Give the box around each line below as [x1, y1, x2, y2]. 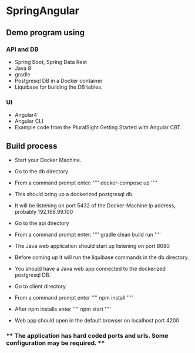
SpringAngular [6, 4, 79, 18]
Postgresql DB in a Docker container [14, 77, 103, 84]
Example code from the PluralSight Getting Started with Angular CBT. [14, 124, 182, 131]
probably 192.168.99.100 [14, 208, 73, 215]
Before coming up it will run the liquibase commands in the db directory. [14, 254, 189, 261]
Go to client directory [14, 283, 66, 290]
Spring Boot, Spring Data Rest [14, 58, 87, 65]
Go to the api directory [14, 219, 69, 227]
